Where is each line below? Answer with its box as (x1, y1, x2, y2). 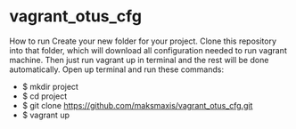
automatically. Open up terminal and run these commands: (9, 64, 225, 75)
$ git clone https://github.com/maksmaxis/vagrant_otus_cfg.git (21, 100, 253, 110)
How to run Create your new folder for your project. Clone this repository (9, 36, 277, 46)
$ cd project (21, 91, 68, 101)
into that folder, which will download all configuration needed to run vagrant (9, 44, 287, 55)
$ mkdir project (21, 81, 78, 92)
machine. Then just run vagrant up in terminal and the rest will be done (9, 54, 269, 65)
